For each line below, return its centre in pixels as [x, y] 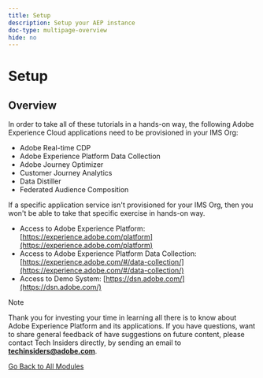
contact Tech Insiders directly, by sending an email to [95, 343]
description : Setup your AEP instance [72, 23]
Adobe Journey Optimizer [61, 165]
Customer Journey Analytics [66, 173]
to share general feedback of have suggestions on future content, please [127, 335]
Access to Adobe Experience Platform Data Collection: [108, 254]
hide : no [22, 37]
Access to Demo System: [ [63, 279]
